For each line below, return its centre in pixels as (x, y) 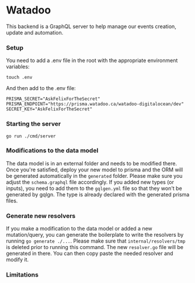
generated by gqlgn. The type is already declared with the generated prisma (98, 194)
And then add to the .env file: (41, 88)
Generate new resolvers (41, 216)
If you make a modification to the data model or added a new (79, 229)
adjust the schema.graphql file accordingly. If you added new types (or (90, 182)
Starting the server (34, 124)
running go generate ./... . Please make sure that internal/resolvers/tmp (96, 241)
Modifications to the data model (52, 151)
